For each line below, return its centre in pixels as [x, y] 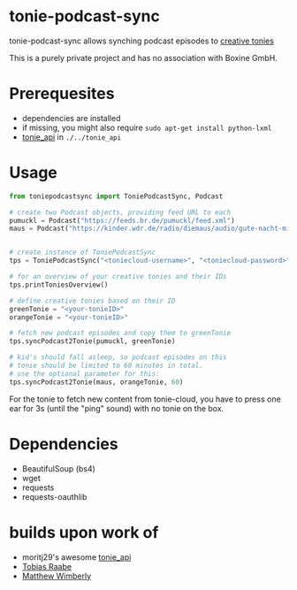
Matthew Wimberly [57, 576]
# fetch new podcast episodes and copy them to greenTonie [120, 333]
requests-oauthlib [54, 496]
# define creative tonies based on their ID [92, 301]
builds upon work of [84, 532]
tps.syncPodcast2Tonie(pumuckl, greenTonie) [92, 341]
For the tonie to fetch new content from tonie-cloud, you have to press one [145, 399]
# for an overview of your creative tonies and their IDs [118, 277]
